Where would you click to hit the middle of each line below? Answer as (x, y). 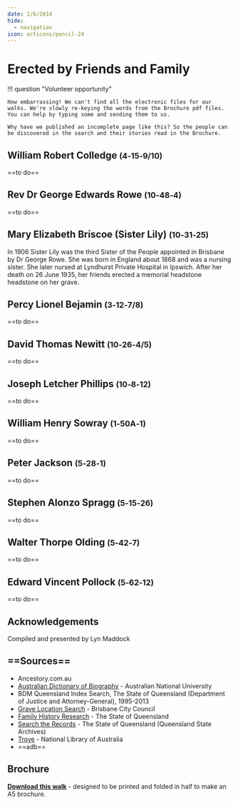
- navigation (33, 27)
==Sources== (39, 661)
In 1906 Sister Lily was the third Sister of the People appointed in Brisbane (116, 251)
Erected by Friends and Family (99, 69)
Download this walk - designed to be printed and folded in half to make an (117, 786)
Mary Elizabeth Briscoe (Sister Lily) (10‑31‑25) (108, 235)
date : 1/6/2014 (30, 14)
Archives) (32, 731)
